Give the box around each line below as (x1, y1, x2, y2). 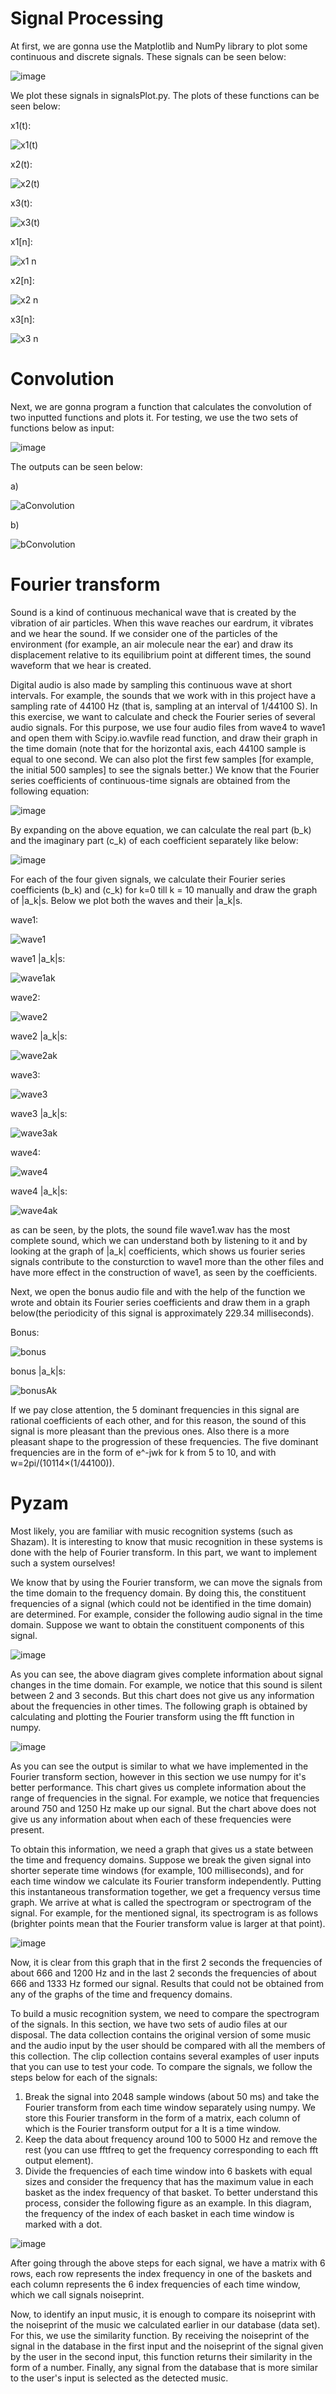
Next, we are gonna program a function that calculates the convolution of (10, 400, 312, 412)
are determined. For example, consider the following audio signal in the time (10, 1608, 323, 1620)
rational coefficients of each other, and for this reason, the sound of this (10, 1414, 307, 1426)
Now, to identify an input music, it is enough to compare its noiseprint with (10, 2308, 316, 2320)
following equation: (10, 785, 90, 797)
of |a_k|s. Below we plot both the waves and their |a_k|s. (10, 894, 243, 906)
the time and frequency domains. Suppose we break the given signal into (10, 1853, 312, 1866)
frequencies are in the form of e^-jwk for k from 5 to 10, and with (10, 1446, 277, 1458)
